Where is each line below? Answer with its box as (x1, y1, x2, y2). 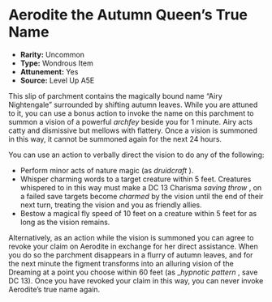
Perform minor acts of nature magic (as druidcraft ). (19, 165, 194, 175)
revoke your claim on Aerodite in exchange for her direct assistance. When (8, 241, 258, 251)
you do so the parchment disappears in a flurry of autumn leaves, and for (8, 249, 253, 260)
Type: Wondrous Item (19, 58, 93, 68)
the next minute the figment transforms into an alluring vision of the (8, 258, 234, 268)
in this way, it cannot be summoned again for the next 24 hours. (8, 134, 222, 143)
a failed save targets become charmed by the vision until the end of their (19, 191, 264, 201)
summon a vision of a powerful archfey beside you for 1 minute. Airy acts (8, 117, 253, 126)
